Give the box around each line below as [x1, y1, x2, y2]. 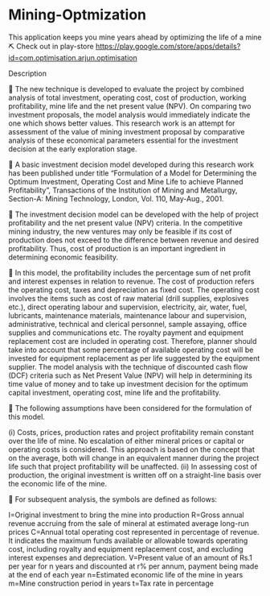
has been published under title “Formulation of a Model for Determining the [8, 168, 257, 178]
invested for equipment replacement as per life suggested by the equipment [8, 353, 260, 363]
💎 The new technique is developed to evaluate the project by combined [8, 84, 244, 93]
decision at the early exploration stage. [8, 143, 137, 154]
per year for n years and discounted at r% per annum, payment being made [8, 561, 259, 571]
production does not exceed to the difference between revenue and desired [8, 235, 260, 245]
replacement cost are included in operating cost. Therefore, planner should [8, 336, 257, 346]
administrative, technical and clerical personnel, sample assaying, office [8, 319, 247, 329]
